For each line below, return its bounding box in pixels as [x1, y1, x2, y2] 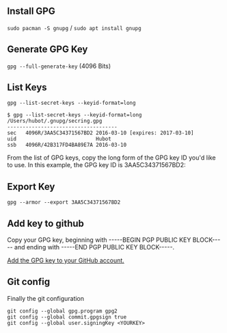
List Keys [7, 82, 47, 93]
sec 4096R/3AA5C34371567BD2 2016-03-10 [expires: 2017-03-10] [7, 129, 194, 136]
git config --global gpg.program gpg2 [7, 308, 118, 314]
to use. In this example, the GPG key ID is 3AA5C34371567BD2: [7, 161, 186, 169]
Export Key [7, 181, 55, 193]
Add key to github [7, 217, 84, 229]
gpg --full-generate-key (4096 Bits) [7, 62, 111, 70]
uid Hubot [7, 136, 111, 143]
